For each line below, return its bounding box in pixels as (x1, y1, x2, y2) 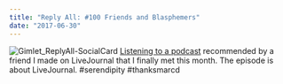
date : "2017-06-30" (9, 21, 82, 30)
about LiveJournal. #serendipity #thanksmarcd (9, 64, 180, 75)
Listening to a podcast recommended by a (119, 45, 275, 56)
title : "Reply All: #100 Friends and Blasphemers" (9, 12, 200, 22)
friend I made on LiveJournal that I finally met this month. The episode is (9, 55, 274, 65)
